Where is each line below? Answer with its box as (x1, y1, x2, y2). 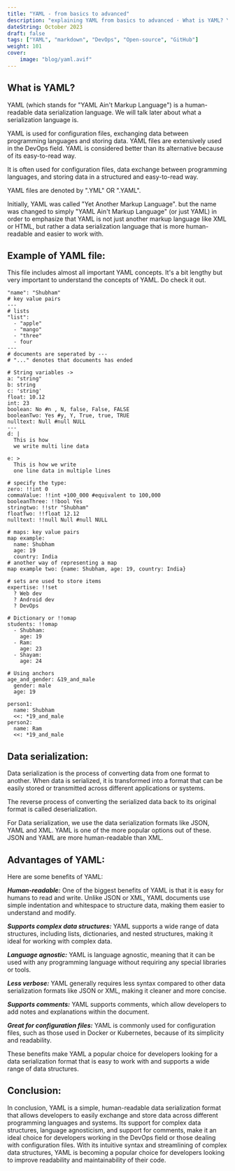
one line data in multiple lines (13, 467, 111, 474)
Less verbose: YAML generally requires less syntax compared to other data (7, 979, 226, 987)
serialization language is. (7, 115, 79, 123)
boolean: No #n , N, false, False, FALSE (7, 406, 130, 413)
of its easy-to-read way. (7, 152, 77, 160)
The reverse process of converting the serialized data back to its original (7, 798, 217, 806)
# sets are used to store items (7, 578, 101, 585)
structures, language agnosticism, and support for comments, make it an (7, 1125, 217, 1134)
